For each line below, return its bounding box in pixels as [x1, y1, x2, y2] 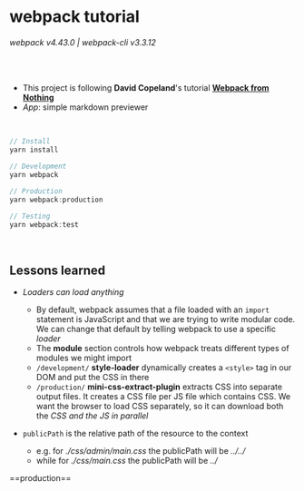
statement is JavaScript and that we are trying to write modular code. [35, 314, 296, 325]
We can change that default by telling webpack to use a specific [35, 324, 277, 335]
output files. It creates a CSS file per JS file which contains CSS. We [35, 391, 291, 402]
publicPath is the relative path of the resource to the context [22, 428, 249, 439]
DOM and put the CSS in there [35, 372, 150, 383]
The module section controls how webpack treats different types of [35, 343, 289, 354]
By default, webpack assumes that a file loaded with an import [35, 304, 270, 315]
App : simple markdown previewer [22, 102, 149, 113]
